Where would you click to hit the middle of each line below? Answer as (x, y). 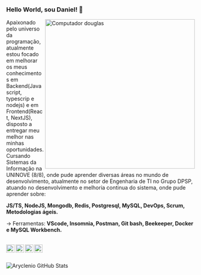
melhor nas (20, 137)
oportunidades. (25, 149)
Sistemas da (22, 162)
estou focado (22, 54)
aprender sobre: (26, 194)
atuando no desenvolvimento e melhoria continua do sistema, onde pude (96, 188)
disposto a (19, 124)
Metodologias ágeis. (32, 212)
